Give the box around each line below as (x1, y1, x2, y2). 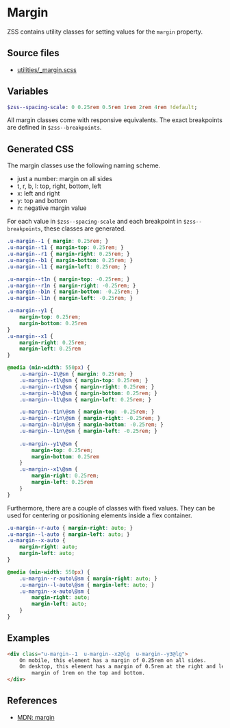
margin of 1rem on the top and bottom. (31, 670, 146, 677)
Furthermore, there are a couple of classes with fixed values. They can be (7, 504, 216, 512)
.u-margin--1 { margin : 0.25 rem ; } (7, 238, 109, 245)
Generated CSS (7, 143, 74, 155)
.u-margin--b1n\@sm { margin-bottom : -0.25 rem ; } (19, 421, 164, 428)
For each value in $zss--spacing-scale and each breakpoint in (7, 218, 182, 226)
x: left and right (16, 189, 60, 198)
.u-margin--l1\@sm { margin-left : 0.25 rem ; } (19, 396, 152, 403)
